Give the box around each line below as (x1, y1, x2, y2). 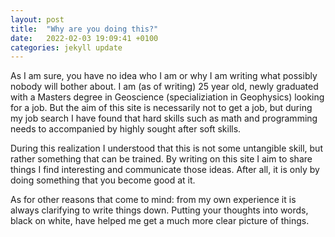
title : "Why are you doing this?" (10, 24, 159, 34)
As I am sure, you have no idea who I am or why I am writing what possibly (10, 70, 318, 82)
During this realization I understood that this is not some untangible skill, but (10, 142, 323, 155)
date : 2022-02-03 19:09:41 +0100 (10, 33, 159, 43)
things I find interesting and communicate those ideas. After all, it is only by (10, 164, 320, 176)
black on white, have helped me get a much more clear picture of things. (10, 215, 310, 227)
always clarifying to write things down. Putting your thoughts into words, (10, 204, 309, 216)
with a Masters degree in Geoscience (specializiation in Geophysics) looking (10, 91, 325, 103)
